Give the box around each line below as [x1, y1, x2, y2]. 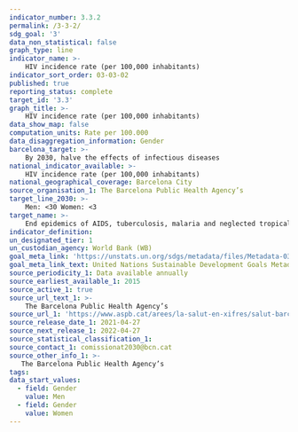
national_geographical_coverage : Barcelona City [9, 178, 192, 187]
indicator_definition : [9, 227, 93, 236]
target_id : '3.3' [9, 95, 74, 105]
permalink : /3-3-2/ [9, 21, 82, 30]
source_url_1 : [9, 310, 62, 319]
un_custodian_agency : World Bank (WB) [9, 244, 153, 253]
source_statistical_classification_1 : [9, 334, 153, 343]
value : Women [25, 409, 74, 418]
